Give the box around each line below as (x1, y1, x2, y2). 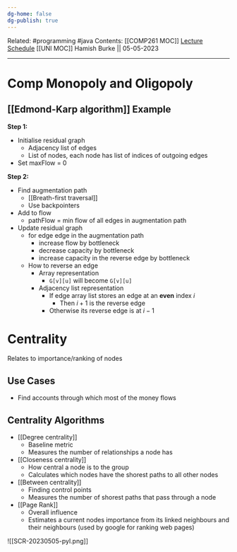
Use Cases (7, 374, 56, 386)
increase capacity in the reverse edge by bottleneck (38, 253, 190, 262)
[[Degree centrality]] (17, 433, 78, 442)
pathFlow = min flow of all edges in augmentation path (28, 216, 187, 224)
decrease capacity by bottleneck (38, 246, 135, 255)
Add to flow (17, 208, 51, 217)
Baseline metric (28, 440, 74, 449)
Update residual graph (17, 224, 83, 232)
